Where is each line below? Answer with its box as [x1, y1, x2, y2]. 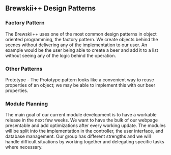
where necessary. [5, 144, 43, 150]
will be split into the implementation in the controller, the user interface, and [5, 128, 164, 134]
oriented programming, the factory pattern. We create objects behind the [5, 36, 159, 42]
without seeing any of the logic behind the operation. [5, 52, 116, 58]
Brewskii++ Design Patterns [5, 4, 96, 13]
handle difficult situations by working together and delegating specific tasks [5, 139, 164, 145]
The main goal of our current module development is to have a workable [5, 112, 157, 118]
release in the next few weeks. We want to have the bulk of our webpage [5, 117, 158, 123]
